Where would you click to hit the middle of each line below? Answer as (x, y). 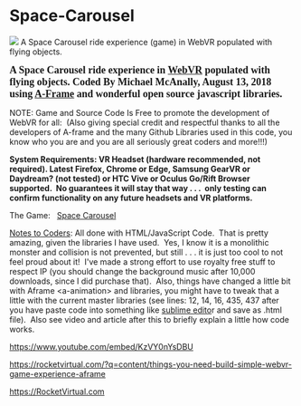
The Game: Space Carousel (63, 215)
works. (22, 329)
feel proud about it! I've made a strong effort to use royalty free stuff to (142, 261)
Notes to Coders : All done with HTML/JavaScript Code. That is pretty (139, 233)
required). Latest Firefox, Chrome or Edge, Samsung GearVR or (130, 169)
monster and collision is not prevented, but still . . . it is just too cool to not (146, 252)
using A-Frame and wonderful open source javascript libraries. (146, 93)
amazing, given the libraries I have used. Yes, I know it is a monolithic (139, 242)
